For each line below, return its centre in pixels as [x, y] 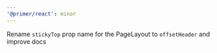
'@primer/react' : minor [42, 14]
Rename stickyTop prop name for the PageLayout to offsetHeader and [108, 34]
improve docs [26, 41]
